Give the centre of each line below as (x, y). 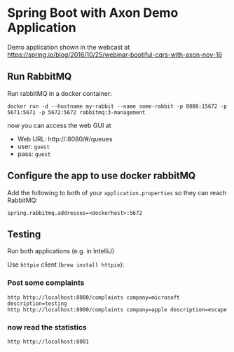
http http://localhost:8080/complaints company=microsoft (94, 297)
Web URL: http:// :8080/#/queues (65, 139)
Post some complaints (46, 283)
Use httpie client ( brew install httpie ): (66, 265)
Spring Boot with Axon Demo (93, 13)
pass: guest (34, 154)
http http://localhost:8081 (48, 342)
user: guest (34, 146)
